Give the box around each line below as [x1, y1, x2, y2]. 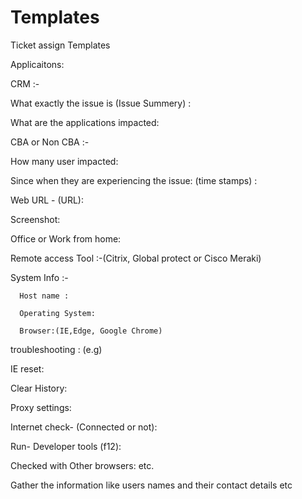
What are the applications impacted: [10, 116, 160, 128]
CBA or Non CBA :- [10, 136, 90, 148]
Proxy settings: [10, 401, 72, 413]
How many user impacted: [10, 155, 119, 167]
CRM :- [10, 77, 40, 90]
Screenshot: [10, 213, 61, 225]
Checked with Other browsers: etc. [10, 459, 155, 471]
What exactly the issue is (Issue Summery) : [10, 97, 192, 109]
